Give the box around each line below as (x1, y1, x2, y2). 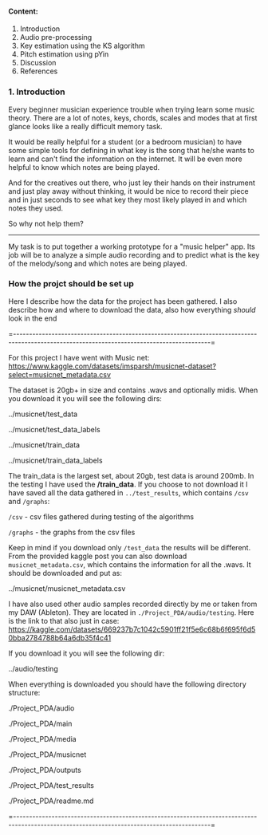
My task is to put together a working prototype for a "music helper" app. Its (8, 242, 255, 251)
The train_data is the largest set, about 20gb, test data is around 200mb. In (8, 471, 254, 480)
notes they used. (8, 203, 64, 213)
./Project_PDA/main (8, 719, 73, 728)
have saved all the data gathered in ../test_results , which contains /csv (8, 487, 249, 498)
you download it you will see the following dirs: (8, 393, 162, 403)
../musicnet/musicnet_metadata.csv (8, 583, 126, 593)
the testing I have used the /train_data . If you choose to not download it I (8, 479, 248, 489)
